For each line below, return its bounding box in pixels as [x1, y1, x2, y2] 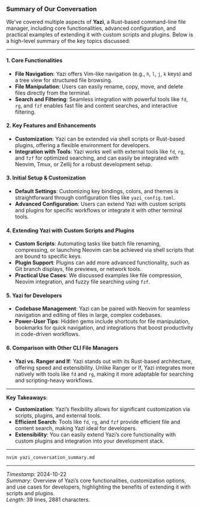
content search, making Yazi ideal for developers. [14, 424, 138, 432]
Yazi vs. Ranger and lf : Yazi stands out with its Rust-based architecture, [14, 358, 193, 365]
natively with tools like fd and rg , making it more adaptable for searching [14, 370, 194, 377]
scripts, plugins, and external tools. [14, 412, 102, 419]
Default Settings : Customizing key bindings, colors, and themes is [14, 187, 179, 194]
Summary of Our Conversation [6, 5, 97, 13]
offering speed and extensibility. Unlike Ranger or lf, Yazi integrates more [14, 364, 195, 371]
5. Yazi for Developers [6, 292, 62, 299]
